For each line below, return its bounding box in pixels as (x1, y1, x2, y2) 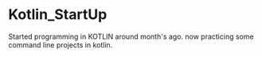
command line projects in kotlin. (8, 40, 113, 49)
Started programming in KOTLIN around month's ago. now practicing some (8, 32, 254, 41)
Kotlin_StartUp (8, 6, 108, 24)
